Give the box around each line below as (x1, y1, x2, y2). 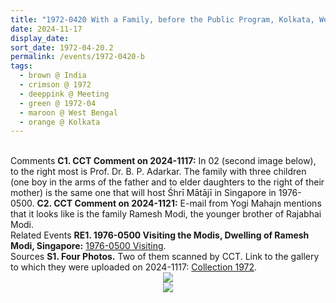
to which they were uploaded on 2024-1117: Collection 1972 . (10, 261, 258, 273)
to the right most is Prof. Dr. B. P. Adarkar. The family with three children (10, 166, 307, 178)
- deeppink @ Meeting (19, 89, 110, 99)
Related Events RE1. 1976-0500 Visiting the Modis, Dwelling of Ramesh (10, 229, 310, 241)
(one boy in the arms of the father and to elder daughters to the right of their (10, 176, 325, 188)
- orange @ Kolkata (19, 117, 101, 127)
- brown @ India (19, 71, 87, 81)
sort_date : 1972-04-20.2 (10, 42, 114, 53)
